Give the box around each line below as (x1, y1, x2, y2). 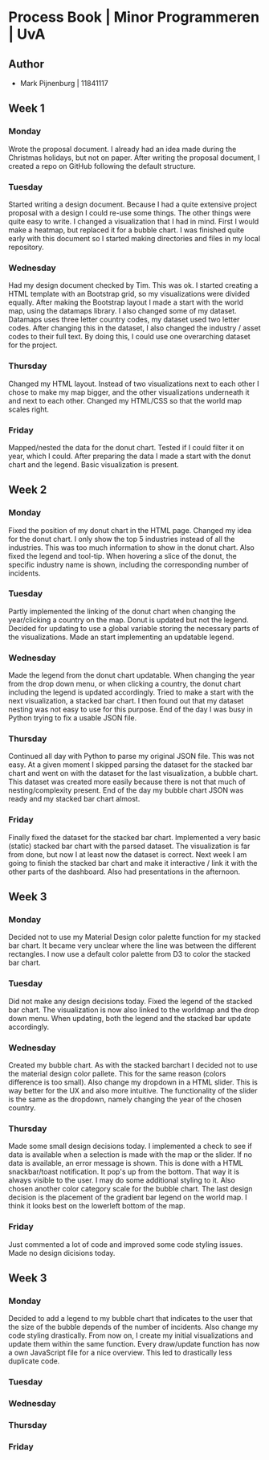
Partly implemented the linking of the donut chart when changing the (8, 606, 236, 616)
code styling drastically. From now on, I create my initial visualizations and (8, 1331, 254, 1340)
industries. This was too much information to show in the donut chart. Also (8, 543, 255, 552)
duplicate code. (8, 1356, 60, 1366)
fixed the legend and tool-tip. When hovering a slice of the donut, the (8, 551, 237, 560)
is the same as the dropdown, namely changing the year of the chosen (8, 1094, 243, 1105)
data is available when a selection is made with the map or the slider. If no (8, 1150, 253, 1159)
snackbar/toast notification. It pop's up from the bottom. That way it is (8, 1167, 239, 1177)
